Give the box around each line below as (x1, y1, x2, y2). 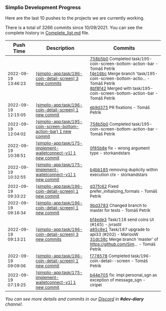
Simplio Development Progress (5, 4, 81, 11)
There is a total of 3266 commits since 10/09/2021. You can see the (5, 25, 143, 31)
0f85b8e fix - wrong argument (89, 145, 150, 151)
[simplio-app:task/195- (35, 119, 83, 125)
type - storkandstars (89, 150, 130, 156)
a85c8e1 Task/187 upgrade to (89, 227, 150, 233)
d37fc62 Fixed (89, 184, 119, 189)
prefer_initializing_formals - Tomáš (89, 189, 158, 194)
